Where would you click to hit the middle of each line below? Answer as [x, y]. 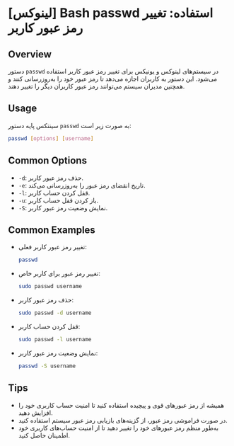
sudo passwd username [50, 287]
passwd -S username [47, 366]
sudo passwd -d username [55, 313]
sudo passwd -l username [55, 339]
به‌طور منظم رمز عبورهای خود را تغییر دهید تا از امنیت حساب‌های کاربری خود [118, 428]
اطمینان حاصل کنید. [44, 435]
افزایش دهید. [35, 413]
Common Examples [52, 230]
